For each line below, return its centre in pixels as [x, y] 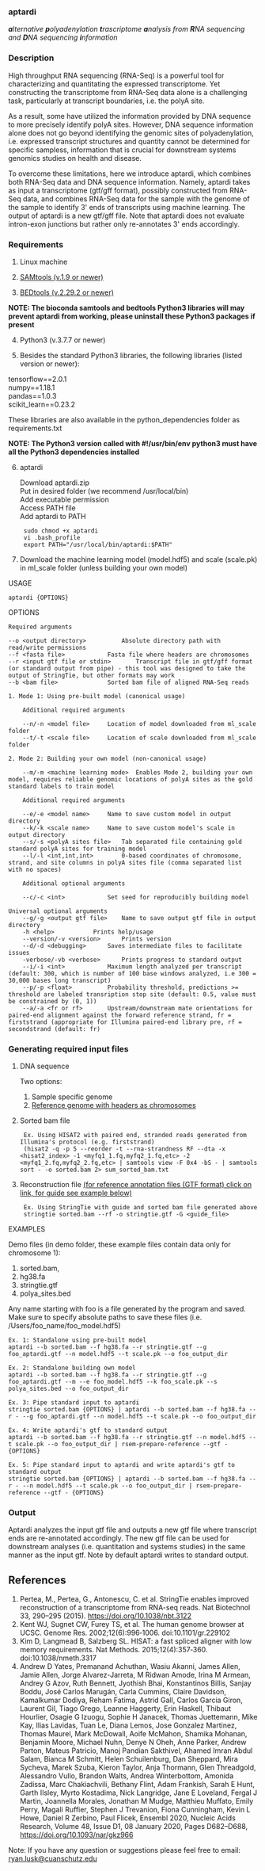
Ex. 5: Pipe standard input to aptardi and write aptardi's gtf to [122, 1465]
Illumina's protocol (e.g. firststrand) [87, 1142]
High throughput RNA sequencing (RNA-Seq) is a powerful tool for [116, 75]
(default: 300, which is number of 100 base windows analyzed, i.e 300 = [132, 973]
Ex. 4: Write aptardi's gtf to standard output [88, 1430]
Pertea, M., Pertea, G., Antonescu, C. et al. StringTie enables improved [134, 1599]
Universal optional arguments [58, 911]
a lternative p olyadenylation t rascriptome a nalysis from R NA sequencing [127, 29]
